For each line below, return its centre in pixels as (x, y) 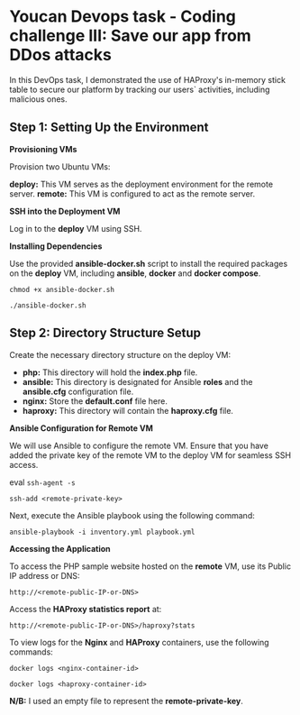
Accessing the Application (60, 548)
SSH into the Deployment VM (65, 211)
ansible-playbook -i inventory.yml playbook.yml (102, 532)
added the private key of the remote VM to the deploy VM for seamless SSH (150, 455)
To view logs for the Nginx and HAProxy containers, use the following (139, 642)
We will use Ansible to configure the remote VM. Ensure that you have (139, 445)
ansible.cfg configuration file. (78, 391)
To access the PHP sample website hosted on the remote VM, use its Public (150, 566)
